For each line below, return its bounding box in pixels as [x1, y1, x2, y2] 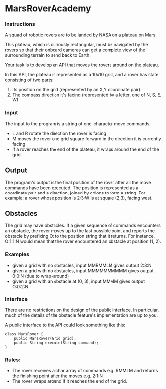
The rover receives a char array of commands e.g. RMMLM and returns [12, 368, 158, 374]
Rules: [5, 356, 21, 363]
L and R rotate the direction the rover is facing [12, 130, 107, 136]
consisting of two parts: [5, 77, 54, 83]
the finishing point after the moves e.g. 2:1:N [12, 373, 103, 379]
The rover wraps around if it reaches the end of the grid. [12, 378, 127, 384]
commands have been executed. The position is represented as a [5, 185, 139, 191]
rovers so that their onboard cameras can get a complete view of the [5, 47, 145, 53]
